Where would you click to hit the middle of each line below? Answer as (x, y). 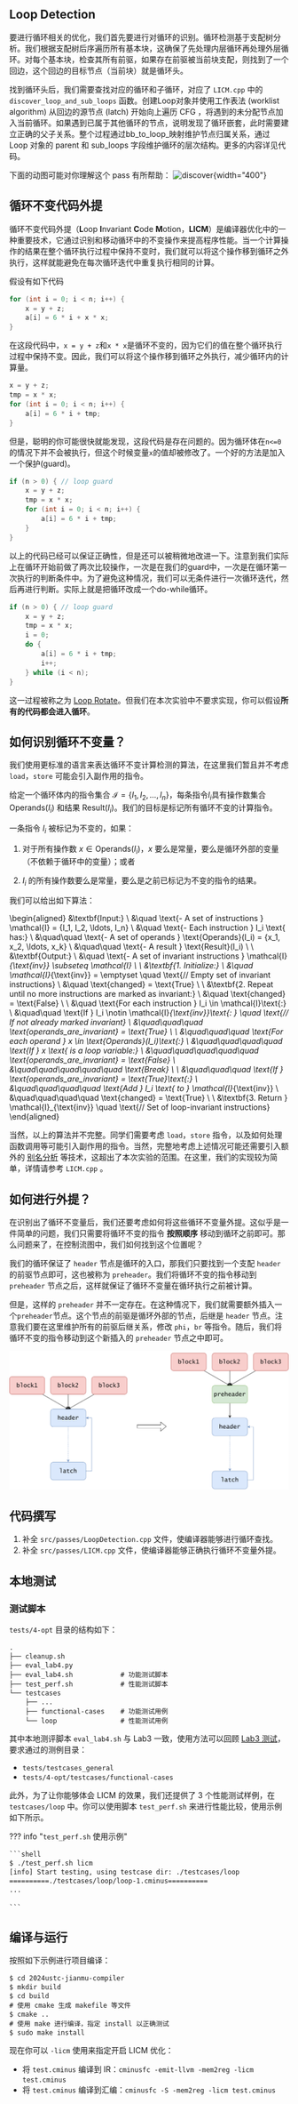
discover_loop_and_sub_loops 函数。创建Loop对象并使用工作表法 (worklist (145, 100)
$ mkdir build (35, 1987)
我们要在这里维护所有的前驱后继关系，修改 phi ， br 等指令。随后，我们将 (149, 1327)
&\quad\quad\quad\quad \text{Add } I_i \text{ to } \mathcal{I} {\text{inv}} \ (144, 1088)
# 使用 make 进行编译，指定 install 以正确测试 (90, 2024)
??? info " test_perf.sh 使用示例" (69, 1836)
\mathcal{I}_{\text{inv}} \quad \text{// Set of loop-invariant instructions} (140, 1107)
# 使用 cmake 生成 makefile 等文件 (70, 2005)
